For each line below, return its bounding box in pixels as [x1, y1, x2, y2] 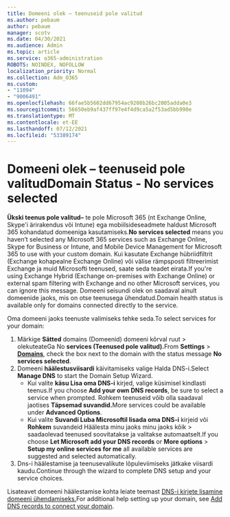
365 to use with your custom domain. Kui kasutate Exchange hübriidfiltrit [7, 250, 213, 258]
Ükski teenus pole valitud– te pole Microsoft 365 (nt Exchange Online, [7, 213, 207, 222]
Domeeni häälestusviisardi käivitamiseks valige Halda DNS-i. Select [16, 364, 209, 372]
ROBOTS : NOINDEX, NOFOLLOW [7, 61, 84, 68]
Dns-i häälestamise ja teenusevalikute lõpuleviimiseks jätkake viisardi [16, 459, 214, 468]
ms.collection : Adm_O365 [7, 74, 78, 81]
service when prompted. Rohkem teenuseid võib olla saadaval [27, 394, 203, 402]
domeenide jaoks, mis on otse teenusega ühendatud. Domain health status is [7, 294, 223, 302]
